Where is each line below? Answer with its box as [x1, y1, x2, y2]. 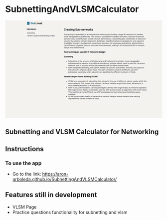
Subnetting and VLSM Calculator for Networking [5, 128, 159, 136]
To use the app [5, 160, 42, 167]
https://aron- [42, 171, 69, 177]
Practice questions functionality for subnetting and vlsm [12, 209, 128, 215]
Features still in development [5, 191, 97, 199]
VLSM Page [12, 204, 37, 210]
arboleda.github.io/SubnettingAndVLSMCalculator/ [12, 176, 117, 183]
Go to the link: [12, 171, 41, 177]
